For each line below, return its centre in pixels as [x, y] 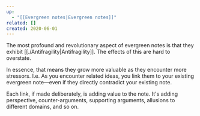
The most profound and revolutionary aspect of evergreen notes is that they [100, 45]
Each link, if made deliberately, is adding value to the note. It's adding [92, 94]
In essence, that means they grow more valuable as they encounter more [97, 70]
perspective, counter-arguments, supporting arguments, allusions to [91, 100]
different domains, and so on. [43, 107]
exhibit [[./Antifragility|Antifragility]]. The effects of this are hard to [88, 52]
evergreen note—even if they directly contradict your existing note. [89, 83]
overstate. [19, 58]
